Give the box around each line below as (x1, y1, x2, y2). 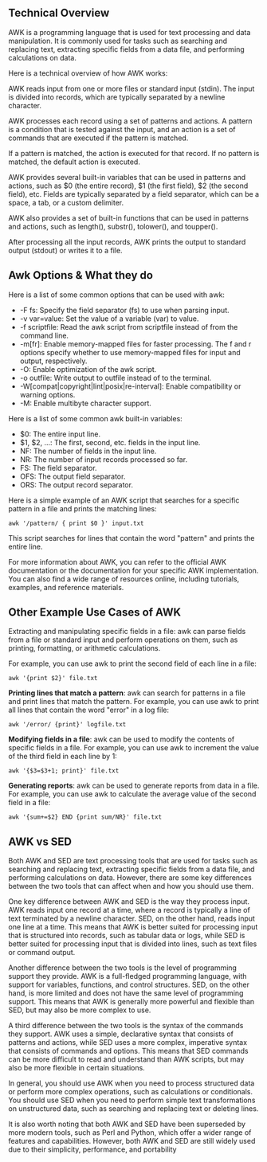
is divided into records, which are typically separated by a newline (8, 92, 226, 102)
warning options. (19, 389, 76, 399)
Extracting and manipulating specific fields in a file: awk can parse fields (8, 627, 246, 636)
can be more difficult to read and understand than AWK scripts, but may (8, 1054, 245, 1064)
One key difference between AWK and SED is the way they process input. (8, 897, 249, 906)
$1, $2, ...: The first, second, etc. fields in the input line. (19, 437, 201, 447)
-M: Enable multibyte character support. (19, 398, 151, 408)
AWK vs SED (8, 835, 73, 848)
